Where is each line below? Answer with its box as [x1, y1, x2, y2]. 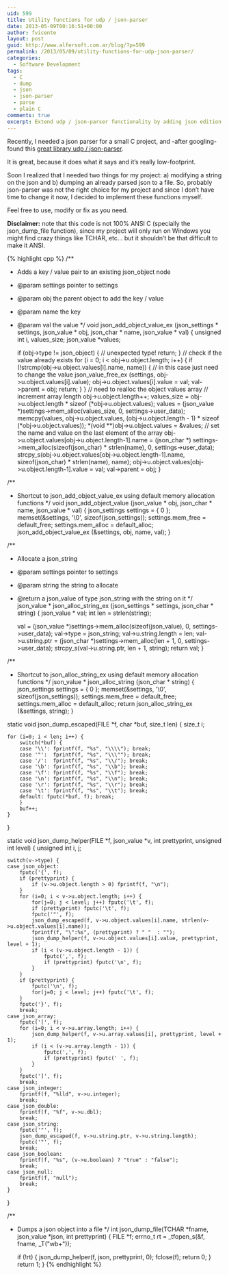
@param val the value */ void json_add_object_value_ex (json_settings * [16, 320, 219, 329]
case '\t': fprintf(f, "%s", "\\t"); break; [19, 787, 148, 794]
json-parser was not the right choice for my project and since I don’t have [7, 186, 215, 194]
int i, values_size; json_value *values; [16, 335, 121, 343]
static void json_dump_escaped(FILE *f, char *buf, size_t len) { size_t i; [7, 720, 205, 728]
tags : [7, 67, 23, 74]
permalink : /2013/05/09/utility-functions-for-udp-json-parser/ [7, 49, 194, 55]
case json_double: [7, 1102, 59, 1109]
